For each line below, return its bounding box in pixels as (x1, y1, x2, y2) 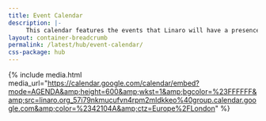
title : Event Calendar (8, 11, 83, 20)
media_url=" (8, 78, 48, 88)
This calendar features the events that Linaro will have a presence (25, 26, 260, 34)
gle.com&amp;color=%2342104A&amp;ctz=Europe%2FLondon (8, 104, 215, 113)
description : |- (8, 19, 62, 27)
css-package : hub (8, 48, 66, 56)
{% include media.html (8, 70, 82, 79)
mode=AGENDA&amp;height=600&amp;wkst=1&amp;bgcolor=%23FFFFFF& (8, 87, 257, 96)
